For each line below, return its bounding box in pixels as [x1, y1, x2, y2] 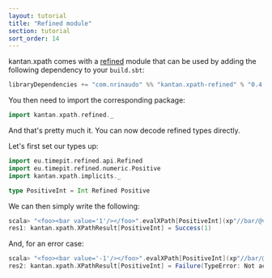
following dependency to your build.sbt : [8, 65, 145, 75]
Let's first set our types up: [8, 141, 99, 150]
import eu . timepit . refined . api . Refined [8, 157, 143, 165]
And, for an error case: [8, 239, 84, 249]
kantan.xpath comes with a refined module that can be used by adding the [8, 57, 257, 66]
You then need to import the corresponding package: [8, 95, 186, 105]
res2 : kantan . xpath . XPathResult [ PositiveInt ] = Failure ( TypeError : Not [8, 262, 255, 271]
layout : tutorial [8, 11, 67, 20]
